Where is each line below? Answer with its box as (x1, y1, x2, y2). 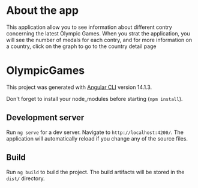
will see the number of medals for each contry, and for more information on (6, 36, 193, 43)
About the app (6, 4, 79, 17)
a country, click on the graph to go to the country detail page (6, 43, 157, 50)
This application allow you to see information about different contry (6, 23, 172, 31)
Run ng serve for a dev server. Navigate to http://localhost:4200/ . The (6, 129, 184, 136)
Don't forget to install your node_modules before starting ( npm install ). (6, 95, 183, 102)
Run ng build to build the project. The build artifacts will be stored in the (6, 168, 185, 175)
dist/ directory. (6, 175, 45, 182)
